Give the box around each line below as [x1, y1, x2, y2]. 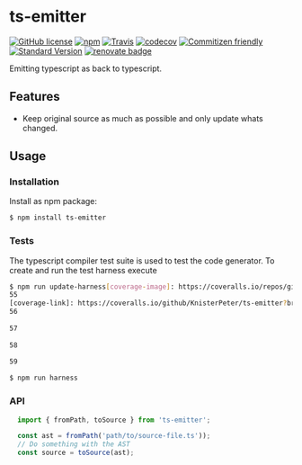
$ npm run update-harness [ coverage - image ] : [9, 282, 175, 291]
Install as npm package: [9, 196, 97, 207]
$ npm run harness [9, 373, 78, 383]
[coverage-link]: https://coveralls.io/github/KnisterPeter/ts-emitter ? [9, 299, 288, 308]
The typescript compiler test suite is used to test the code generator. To [9, 255, 275, 266]
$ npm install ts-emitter [9, 213, 106, 222]
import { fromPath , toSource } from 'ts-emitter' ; [17, 416, 211, 425]
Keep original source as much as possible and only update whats [22, 112, 263, 123]
